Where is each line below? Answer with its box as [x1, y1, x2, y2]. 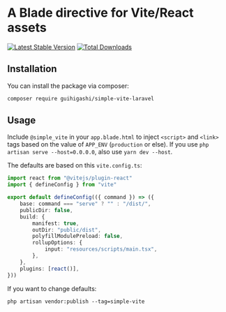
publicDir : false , [20, 207, 73, 214]
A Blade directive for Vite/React [7, 5, 194, 21]
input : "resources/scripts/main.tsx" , [44, 246, 158, 253]
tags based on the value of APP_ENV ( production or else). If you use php [7, 140, 209, 149]
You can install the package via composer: [7, 82, 129, 90]
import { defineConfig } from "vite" [7, 181, 117, 188]
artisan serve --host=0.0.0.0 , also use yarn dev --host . [7, 148, 173, 156]
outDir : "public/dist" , [32, 226, 101, 233]
